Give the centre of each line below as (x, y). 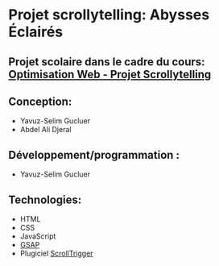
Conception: (40, 101)
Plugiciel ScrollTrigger (57, 254)
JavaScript (38, 236)
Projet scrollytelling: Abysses (109, 15)
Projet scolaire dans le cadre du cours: (107, 62)
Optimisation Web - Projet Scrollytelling (110, 74)
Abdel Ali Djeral (45, 130)
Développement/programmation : (94, 155)
